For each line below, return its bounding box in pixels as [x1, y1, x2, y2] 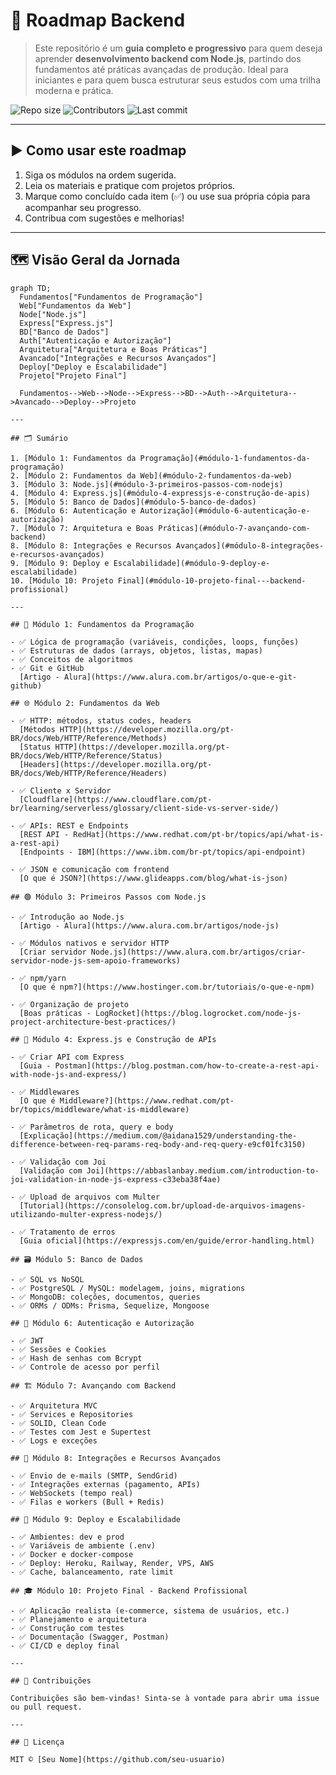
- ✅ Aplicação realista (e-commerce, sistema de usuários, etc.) [10, 1605, 290, 1616]
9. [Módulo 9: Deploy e [10, 558, 110, 568]
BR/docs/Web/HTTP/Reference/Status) [10, 750, 163, 761]
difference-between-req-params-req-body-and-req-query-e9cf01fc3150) [10, 1139, 307, 1149]
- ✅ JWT [10, 1335, 45, 1346]
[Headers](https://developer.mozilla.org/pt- [19, 759, 213, 769]
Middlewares [29, 1087, 80, 1097]
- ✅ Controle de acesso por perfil [10, 1362, 161, 1372]
